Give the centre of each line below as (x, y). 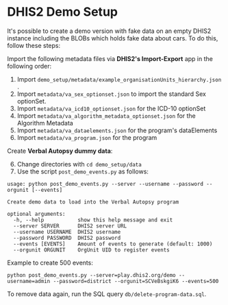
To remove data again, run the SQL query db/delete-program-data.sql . (107, 294)
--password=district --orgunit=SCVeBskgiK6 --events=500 (136, 281)
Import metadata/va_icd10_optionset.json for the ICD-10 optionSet (111, 108)
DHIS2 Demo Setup (63, 12)
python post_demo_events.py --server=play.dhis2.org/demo (91, 275)
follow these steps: (34, 45)
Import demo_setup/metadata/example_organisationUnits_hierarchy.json (119, 79)
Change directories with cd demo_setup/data (79, 164)
